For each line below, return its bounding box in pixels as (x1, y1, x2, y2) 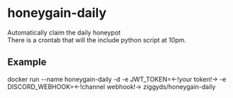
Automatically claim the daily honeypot (7, 28, 121, 37)
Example (7, 56, 47, 68)
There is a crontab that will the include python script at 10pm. (7, 35, 187, 44)
